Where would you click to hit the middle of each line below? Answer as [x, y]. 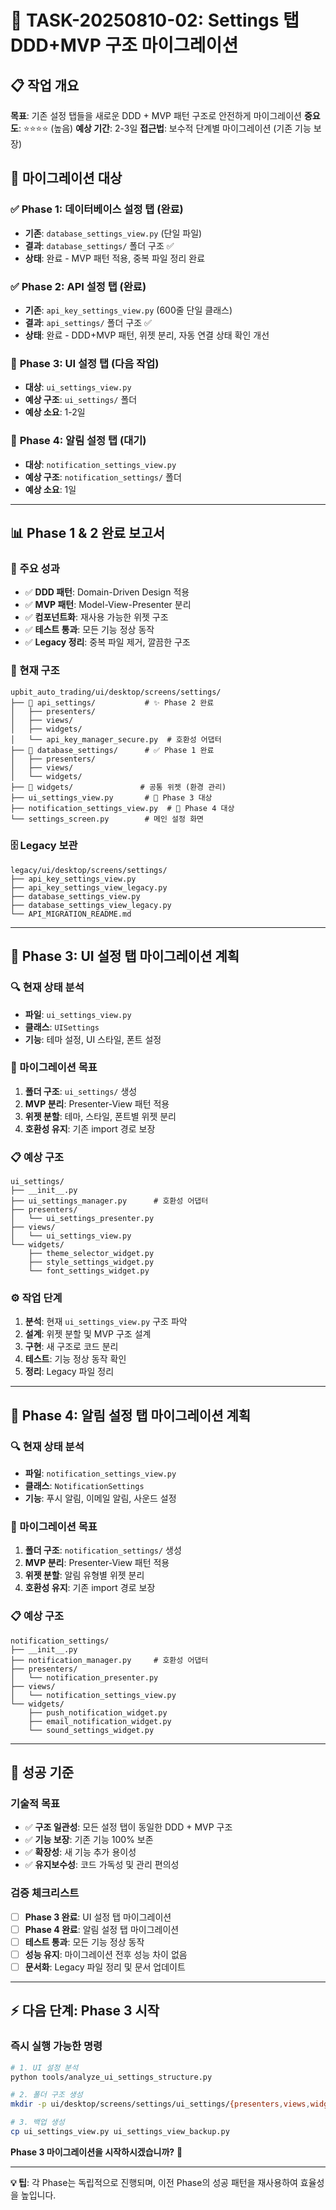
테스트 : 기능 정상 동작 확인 [75, 1359]
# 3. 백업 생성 [37, 2122]
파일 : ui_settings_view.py [78, 1014]
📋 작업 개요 [45, 85]
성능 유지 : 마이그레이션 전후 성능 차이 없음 [106, 1954]
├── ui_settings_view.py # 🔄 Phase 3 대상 [111, 797]
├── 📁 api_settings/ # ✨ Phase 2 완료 [112, 702]
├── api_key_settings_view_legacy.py [89, 887]
